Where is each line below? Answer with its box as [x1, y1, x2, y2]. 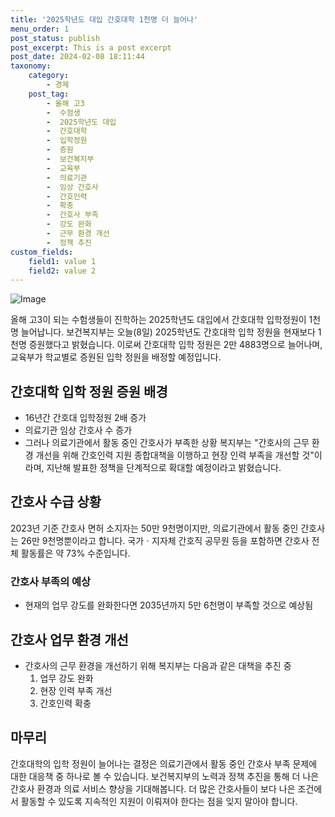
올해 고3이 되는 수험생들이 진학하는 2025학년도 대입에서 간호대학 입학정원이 [10, 314, 307, 326]
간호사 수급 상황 [10, 494, 102, 511]
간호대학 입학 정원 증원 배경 [10, 383, 168, 400]
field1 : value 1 [28, 256, 97, 266]
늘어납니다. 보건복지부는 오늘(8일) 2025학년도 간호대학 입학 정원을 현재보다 [20, 326, 316, 338]
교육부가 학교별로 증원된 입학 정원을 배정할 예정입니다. [10, 351, 222, 363]
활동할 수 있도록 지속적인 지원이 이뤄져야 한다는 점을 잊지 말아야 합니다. [20, 795, 298, 807]
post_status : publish [10, 33, 101, 43]
